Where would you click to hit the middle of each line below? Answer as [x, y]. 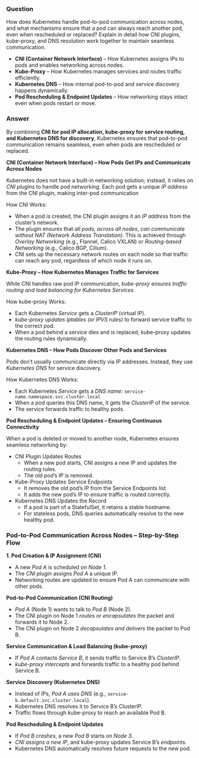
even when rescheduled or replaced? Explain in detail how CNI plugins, [93, 35]
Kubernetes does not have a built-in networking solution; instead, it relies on [100, 180]
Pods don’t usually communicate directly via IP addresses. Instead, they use [99, 361]
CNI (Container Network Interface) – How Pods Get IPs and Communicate [98, 162]
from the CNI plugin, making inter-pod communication [72, 193]
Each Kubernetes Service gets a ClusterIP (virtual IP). [80, 313]
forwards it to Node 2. [42, 622]
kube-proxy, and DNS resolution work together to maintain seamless [90, 41]
